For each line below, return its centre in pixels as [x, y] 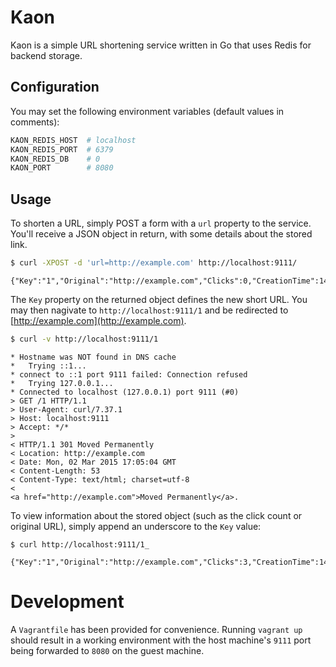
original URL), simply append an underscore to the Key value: [136, 526]
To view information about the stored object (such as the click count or [156, 515]
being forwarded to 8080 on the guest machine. [107, 650]
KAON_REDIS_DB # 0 [55, 159]
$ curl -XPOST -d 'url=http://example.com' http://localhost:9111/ [154, 263]
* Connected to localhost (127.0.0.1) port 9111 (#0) [125, 392]
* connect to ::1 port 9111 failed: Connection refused [129, 374]
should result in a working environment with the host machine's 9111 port [161, 640]
